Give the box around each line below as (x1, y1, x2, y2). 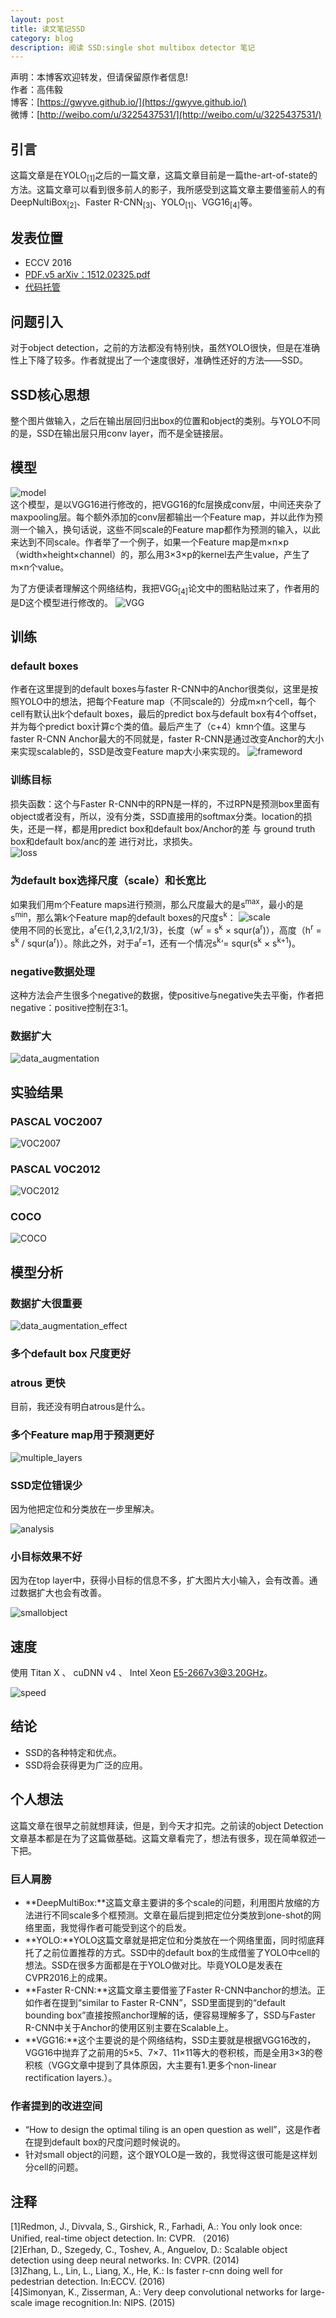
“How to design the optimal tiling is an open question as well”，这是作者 (24, 2124, 322, 2136)
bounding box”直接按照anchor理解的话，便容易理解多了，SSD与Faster (24, 2009, 316, 2021)
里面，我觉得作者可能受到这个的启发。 (33, 1922, 192, 1934)
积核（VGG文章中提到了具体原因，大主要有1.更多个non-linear (24, 2059, 277, 2071)
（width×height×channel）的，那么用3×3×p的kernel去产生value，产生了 (10, 548, 311, 560)
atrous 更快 (10, 1376, 66, 1390)
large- (299, 2286, 326, 2298)
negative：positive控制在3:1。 (10, 1001, 134, 1013)
